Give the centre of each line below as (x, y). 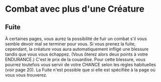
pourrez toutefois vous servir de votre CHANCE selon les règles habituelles (80, 65)
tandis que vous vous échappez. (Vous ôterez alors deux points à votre (76, 54)
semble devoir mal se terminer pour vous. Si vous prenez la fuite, (70, 44)
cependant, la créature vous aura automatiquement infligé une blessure (77, 49)
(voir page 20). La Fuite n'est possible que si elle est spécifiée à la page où (80, 70)
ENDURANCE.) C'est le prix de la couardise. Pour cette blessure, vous (75, 59)
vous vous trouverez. (26, 75)
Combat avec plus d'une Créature (75, 9)
